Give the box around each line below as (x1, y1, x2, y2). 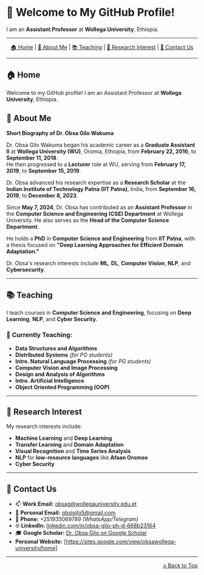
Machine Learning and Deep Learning (15, 434, 112, 442)
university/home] (15, 545, 58, 552)
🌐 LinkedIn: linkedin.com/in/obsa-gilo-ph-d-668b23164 (15, 522, 156, 529)
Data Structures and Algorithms (15, 344, 98, 352)
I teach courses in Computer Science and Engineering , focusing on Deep (6, 309, 192, 316)
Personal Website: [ (15, 538, 66, 545)
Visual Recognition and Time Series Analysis (15, 447, 131, 455)
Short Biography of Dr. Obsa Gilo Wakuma (6, 129, 114, 136)
